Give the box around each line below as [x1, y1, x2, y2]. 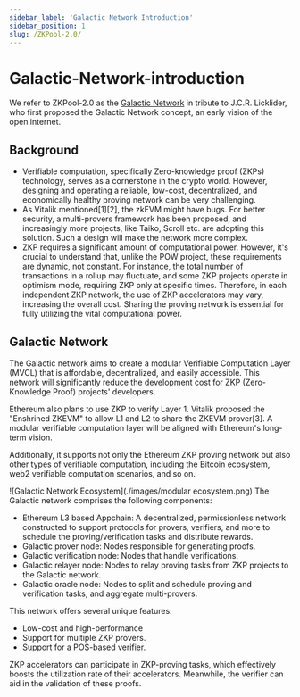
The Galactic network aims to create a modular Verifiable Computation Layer [9, 358, 291, 369]
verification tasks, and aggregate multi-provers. [21, 588, 198, 599]
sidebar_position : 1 [9, 21, 87, 30]
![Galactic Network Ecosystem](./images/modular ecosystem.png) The [9, 485, 270, 496]
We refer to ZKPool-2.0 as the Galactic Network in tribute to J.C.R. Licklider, [9, 97, 287, 108]
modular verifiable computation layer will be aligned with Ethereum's [9, 422, 262, 433]
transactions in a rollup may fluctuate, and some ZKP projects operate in [21, 270, 288, 281]
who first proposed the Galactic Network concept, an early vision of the [9, 107, 273, 118]
